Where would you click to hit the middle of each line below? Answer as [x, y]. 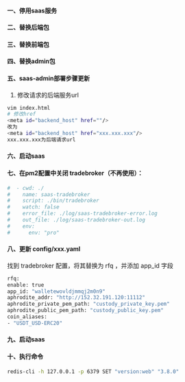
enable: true [26, 285]
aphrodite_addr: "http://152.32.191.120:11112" [76, 298]
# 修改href [22, 114]
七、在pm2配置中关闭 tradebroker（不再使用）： [75, 173]
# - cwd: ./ [26, 188]
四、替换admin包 [32, 61]
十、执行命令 [25, 357]
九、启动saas [26, 339]
